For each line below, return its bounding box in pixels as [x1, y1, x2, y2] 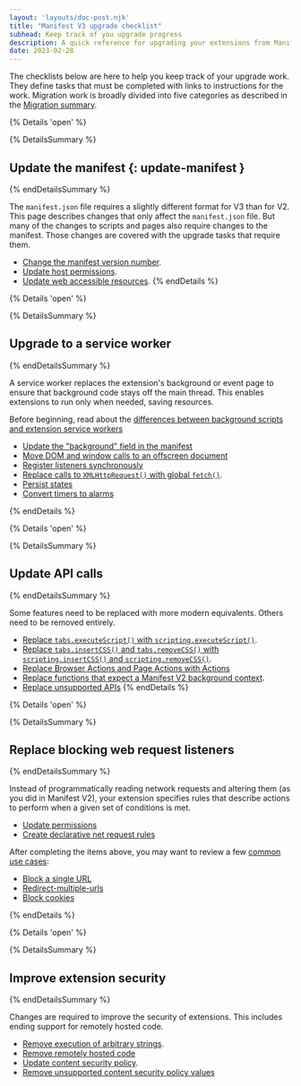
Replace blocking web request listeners [9, 742, 235, 757]
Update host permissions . [21, 266, 118, 277]
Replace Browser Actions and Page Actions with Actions [21, 663, 230, 673]
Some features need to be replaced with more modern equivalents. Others [9, 607, 284, 618]
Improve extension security [9, 971, 167, 986]
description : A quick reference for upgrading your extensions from [9, 38, 271, 47]
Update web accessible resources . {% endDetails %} [21, 275, 219, 286]
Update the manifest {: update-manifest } [9, 160, 245, 175]
